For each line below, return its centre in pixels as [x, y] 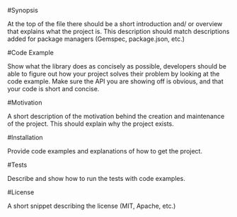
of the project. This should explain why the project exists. [91, 124]
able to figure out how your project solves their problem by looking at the [114, 74]
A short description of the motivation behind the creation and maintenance [116, 116]
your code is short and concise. [53, 89]
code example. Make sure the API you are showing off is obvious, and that [116, 81]
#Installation [25, 137]
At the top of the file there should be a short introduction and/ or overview [115, 24]
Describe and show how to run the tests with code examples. [96, 178]
